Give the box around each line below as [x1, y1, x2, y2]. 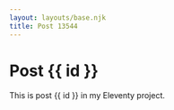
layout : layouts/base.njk [9, 13, 106, 23]
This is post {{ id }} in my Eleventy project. [9, 90, 166, 101]
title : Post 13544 [9, 22, 78, 31]
